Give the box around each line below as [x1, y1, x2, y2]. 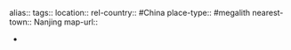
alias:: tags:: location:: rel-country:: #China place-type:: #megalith [9, 8, 251, 18]
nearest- [252, 8, 284, 18]
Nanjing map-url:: [34, 17, 98, 27]
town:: [9, 17, 33, 27]
